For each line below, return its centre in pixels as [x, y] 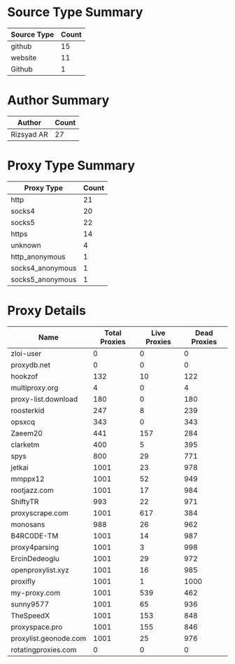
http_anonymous [38, 257]
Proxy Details [47, 311]
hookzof [24, 376]
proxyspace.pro [37, 627]
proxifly [23, 581]
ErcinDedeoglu [35, 558]
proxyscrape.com [40, 513]
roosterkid [28, 410]
